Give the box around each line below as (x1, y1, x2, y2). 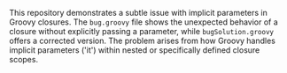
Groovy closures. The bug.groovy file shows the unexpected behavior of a (9, 17, 279, 27)
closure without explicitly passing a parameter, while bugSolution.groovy (9, 26, 275, 36)
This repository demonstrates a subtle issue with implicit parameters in (9, 8, 268, 18)
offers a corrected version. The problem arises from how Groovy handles (9, 35, 276, 46)
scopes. (9, 55, 38, 64)
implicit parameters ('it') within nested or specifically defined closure (9, 45, 260, 55)
